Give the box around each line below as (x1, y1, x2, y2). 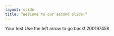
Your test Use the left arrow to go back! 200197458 (5, 25, 110, 31)
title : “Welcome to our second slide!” (5, 12, 88, 17)
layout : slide (5, 7, 35, 12)
